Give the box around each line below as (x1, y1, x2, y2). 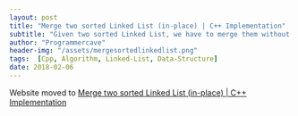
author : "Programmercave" (9, 37, 106, 47)
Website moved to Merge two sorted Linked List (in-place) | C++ (9, 87, 248, 98)
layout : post (9, 12, 58, 22)
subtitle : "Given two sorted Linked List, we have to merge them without (9, 29, 291, 38)
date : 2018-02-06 (9, 63, 74, 72)
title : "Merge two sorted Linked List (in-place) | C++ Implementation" (9, 21, 286, 30)
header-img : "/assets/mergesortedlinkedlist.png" (9, 46, 199, 55)
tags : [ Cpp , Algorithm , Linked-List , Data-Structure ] (9, 54, 218, 63)
